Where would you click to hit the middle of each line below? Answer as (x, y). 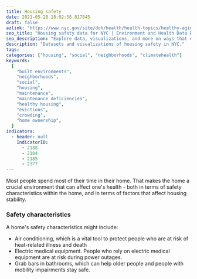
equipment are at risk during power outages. (68, 257)
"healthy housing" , (40, 104)
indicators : (21, 132)
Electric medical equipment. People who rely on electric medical (92, 251)
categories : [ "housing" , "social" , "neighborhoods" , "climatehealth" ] (94, 55)
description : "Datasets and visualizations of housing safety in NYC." (95, 45)
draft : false (22, 22)
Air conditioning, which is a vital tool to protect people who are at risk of (101, 239)
